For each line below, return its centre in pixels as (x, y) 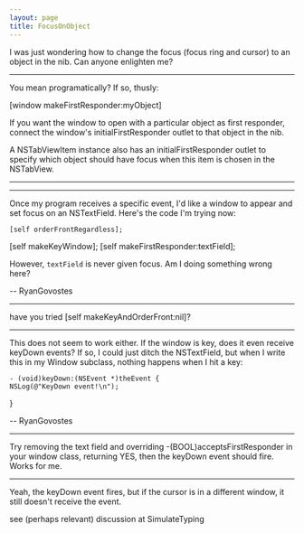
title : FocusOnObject (50, 26)
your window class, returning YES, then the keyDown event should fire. (142, 456)
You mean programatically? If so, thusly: (84, 88)
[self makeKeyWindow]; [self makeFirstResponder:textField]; (123, 246)
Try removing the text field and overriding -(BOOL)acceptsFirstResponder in (151, 446)
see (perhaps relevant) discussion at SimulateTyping (107, 519)
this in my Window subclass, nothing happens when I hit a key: (126, 361)
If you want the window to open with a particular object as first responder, (147, 122)
